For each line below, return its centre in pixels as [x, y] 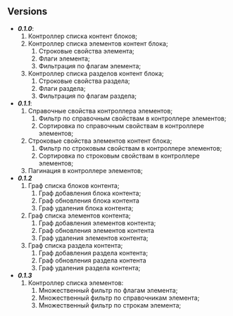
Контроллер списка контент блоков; [83, 36]
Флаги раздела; [62, 88]
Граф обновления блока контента [89, 201]
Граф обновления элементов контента [96, 230]
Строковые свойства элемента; [87, 51]
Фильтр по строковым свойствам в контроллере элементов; [130, 148]
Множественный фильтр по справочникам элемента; [119, 298]
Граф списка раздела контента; [75, 245]
